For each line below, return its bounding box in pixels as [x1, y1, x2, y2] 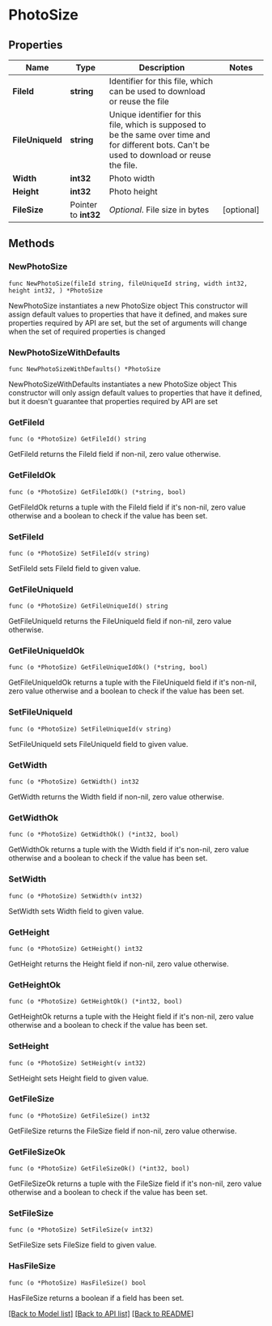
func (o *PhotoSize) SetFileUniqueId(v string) [8, 725, 172, 733]
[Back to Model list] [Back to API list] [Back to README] [8, 1308, 194, 1318]
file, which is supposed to [108, 119, 206, 130]
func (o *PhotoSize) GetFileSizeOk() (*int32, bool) [8, 1165, 190, 1173]
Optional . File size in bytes [108, 204, 210, 215]
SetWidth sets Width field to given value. [8, 906, 144, 916]
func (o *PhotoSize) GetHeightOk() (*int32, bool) [8, 998, 183, 1006]
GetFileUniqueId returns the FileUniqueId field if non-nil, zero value [8, 616, 232, 626]
